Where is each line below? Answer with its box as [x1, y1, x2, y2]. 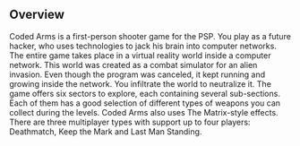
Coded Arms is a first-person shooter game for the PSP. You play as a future [9, 30, 291, 41]
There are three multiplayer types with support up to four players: [9, 116, 251, 127]
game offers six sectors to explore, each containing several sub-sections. [9, 88, 280, 99]
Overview [9, 7, 65, 22]
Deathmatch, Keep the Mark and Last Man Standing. [9, 125, 202, 137]
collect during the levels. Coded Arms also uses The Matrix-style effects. [9, 107, 279, 117]
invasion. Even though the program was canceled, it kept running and [9, 69, 266, 80]
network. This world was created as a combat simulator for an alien [9, 59, 258, 70]
